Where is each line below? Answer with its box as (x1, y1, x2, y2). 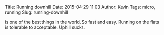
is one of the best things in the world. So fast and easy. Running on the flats (5, 19, 159, 25)
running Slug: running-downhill (5, 9, 68, 15)
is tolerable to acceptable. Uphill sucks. (5, 24, 85, 30)
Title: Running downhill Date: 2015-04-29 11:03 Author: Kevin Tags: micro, (5, 4, 156, 10)
